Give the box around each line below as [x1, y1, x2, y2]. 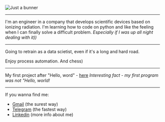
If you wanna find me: [5, 91, 49, 97]
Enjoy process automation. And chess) [5, 58, 83, 64]
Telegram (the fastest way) [12, 106, 67, 112]
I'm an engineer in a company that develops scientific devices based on [5, 19, 151, 25]
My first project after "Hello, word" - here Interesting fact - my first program [5, 72, 159, 78]
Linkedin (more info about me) [12, 112, 74, 118]
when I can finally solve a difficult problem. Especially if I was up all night [5, 30, 153, 35]
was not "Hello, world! [5, 78, 50, 83]
